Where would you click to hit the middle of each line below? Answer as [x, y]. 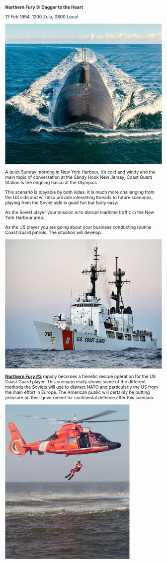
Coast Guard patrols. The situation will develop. [54, 232]
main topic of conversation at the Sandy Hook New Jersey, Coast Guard [79, 177]
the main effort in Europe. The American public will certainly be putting [78, 392]
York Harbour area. [25, 217]
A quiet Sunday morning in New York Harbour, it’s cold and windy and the [80, 172]
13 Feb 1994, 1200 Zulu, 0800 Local [42, 17]
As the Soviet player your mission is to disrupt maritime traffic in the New [80, 212]
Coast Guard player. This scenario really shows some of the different [75, 381]
